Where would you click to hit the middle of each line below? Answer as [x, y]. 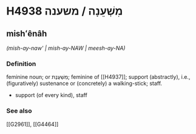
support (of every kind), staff [51, 95]
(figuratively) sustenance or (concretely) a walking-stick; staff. [84, 84]
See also [19, 111]
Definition [21, 64]
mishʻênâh [27, 34]
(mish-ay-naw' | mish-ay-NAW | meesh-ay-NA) [66, 48]
